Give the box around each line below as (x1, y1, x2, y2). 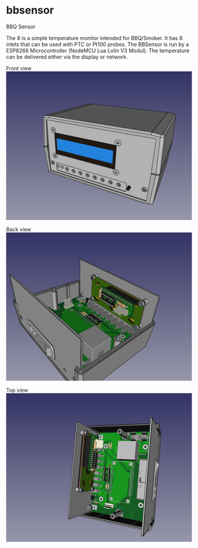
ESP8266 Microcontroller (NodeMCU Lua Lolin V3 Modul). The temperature (6, 47, 190, 54)
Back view (6, 225, 31, 233)
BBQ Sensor (6, 23, 36, 30)
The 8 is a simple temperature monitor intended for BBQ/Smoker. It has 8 (6, 34, 183, 41)
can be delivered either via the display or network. (6, 53, 128, 60)
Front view (6, 64, 32, 71)
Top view (6, 387, 28, 394)
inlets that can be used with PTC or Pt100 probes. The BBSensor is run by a (6, 41, 189, 48)
